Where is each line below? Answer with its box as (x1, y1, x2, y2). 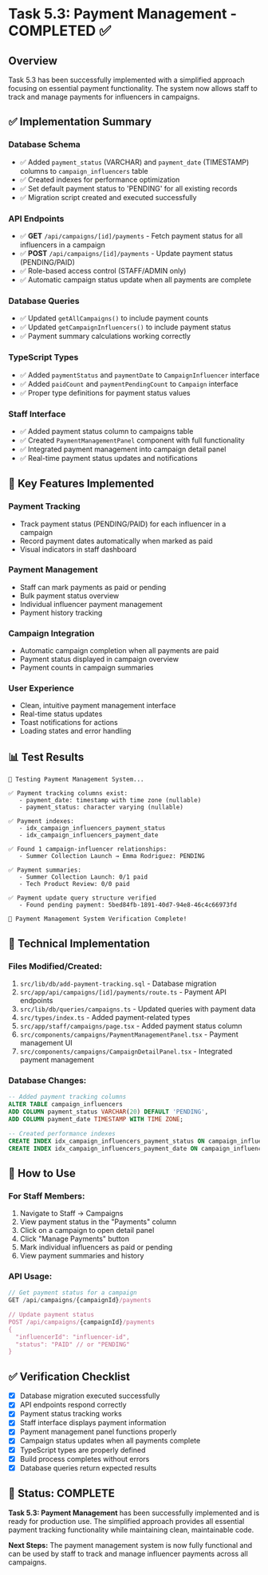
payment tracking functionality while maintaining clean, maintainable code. (8, 1525, 254, 1534)
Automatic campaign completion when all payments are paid (19, 646, 219, 656)
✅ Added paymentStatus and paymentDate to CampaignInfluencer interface (19, 370, 260, 380)
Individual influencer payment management (19, 599, 164, 608)
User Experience (8, 683, 74, 694)
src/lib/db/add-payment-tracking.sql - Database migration (19, 978, 217, 988)
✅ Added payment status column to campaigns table (19, 426, 194, 435)
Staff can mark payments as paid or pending (19, 582, 167, 592)
